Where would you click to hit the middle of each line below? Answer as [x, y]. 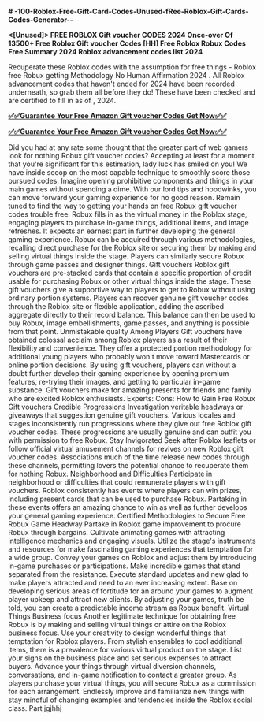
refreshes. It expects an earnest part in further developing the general [122, 231]
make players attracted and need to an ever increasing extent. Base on [123, 583]
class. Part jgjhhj [35, 708]
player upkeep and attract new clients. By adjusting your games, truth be [126, 599]
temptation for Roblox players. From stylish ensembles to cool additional [125, 641]
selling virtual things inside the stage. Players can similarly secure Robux [126, 256]
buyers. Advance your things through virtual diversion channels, [112, 666]
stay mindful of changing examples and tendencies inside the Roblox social [130, 700]
